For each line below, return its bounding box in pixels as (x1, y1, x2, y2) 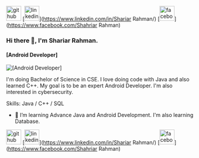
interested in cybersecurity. (6, 89, 74, 96)
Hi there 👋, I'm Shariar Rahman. (6, 36, 98, 45)
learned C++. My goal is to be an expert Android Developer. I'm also (6, 82, 173, 89)
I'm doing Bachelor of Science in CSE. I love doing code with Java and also (6, 76, 190, 83)
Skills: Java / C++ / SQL (6, 100, 64, 107)
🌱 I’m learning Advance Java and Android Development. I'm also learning (14, 112, 194, 119)
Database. (14, 118, 40, 125)
